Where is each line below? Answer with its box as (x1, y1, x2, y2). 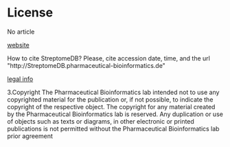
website (7, 41, 30, 49)
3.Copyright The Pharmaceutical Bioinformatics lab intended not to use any (7, 88, 220, 96)
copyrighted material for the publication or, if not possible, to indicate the (7, 95, 214, 104)
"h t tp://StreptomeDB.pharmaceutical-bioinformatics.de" (7, 61, 166, 69)
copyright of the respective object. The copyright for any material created (7, 102, 216, 111)
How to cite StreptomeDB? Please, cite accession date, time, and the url (7, 54, 211, 63)
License (7, 5, 54, 21)
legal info (7, 74, 34, 83)
